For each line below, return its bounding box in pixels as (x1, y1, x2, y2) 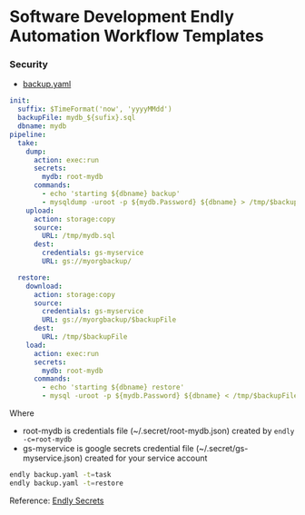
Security (9, 58, 48, 71)
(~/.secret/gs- (195, 443, 249, 454)
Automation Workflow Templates (9, 25, 264, 46)
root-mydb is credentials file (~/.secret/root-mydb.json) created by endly (22, 425, 295, 437)
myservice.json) (22, 452, 84, 464)
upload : (25, 206, 54, 215)
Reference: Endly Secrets (9, 495, 104, 506)
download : (25, 282, 64, 291)
